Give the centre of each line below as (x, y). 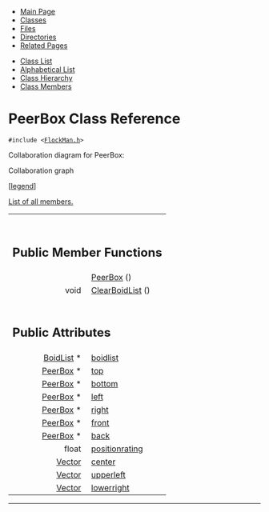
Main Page (38, 12)
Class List (36, 61)
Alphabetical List (47, 70)
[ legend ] (22, 186)
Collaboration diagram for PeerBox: (66, 154)
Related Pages (44, 46)
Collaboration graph (41, 170)
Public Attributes (62, 333)
